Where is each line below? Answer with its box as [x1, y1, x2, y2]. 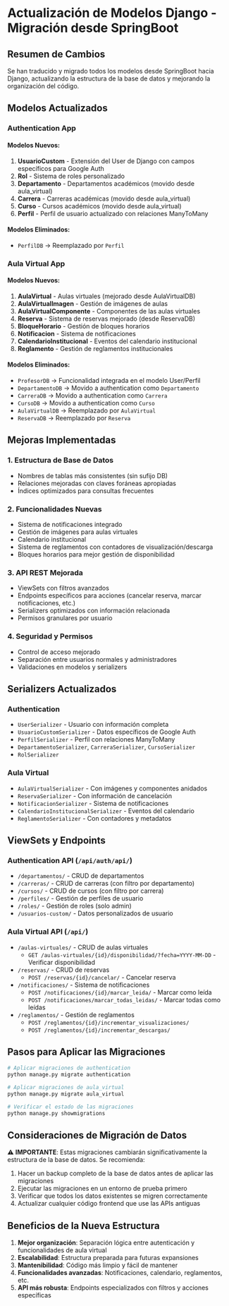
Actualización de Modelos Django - [7, 5, 217, 21]
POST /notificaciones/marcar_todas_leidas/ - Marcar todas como [27, 995, 221, 1004]
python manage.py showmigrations [7, 1110, 106, 1117]
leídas [27, 1003, 46, 1011]
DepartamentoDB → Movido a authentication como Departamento [17, 384, 199, 393]
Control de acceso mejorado [17, 648, 101, 656]
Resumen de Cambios [7, 48, 106, 60]
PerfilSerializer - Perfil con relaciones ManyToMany [17, 735, 175, 744]
